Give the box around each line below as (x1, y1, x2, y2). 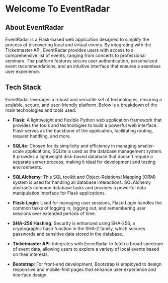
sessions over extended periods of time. (12, 210, 97, 217)
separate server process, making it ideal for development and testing (12, 159, 156, 165)
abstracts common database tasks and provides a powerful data (12, 184, 146, 190)
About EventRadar (5, 23, 64, 32)
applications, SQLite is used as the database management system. (25, 148, 162, 154)
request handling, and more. (12, 133, 71, 139)
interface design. (12, 271, 48, 277)
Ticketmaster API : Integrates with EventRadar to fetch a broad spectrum (12, 240, 163, 247)
